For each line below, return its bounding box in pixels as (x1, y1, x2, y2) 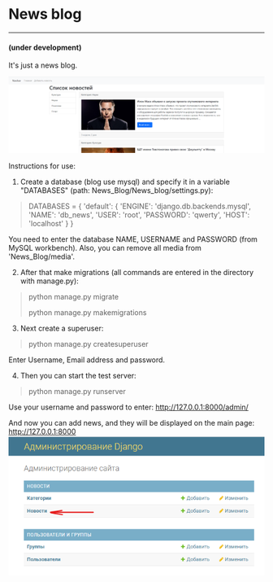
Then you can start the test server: (19, 371, 136, 381)
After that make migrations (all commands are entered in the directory (19, 268, 254, 278)
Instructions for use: (8, 161, 76, 171)
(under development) (8, 42, 82, 52)
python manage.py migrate (28, 292, 119, 302)
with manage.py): (19, 276, 79, 286)
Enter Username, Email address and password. (8, 355, 165, 365)
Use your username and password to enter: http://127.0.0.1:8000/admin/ (8, 402, 249, 412)
